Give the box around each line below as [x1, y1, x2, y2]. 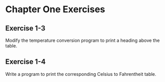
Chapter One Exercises [5, 4, 106, 15]
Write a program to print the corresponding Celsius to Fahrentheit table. [5, 71, 156, 77]
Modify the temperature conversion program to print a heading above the [5, 37, 160, 43]
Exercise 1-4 [5, 58, 46, 66]
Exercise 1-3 [5, 24, 46, 33]
